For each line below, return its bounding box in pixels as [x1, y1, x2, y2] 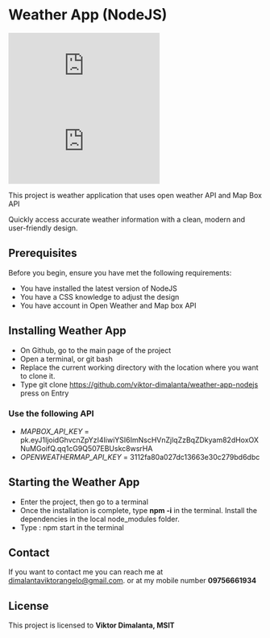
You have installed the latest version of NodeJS [19, 284, 177, 293]
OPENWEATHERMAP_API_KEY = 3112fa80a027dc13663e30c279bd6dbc [19, 452, 260, 462]
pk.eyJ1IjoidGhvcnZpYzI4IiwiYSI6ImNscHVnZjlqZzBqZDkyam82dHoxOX [19, 435, 260, 445]
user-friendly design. [8, 223, 78, 233]
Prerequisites [8, 246, 77, 260]
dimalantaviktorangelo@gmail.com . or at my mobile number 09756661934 [8, 576, 256, 586]
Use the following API [8, 408, 94, 420]
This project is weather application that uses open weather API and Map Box [8, 190, 262, 200]
